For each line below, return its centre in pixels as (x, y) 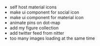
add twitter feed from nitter (37, 33)
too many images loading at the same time (52, 38)
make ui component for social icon (44, 12)
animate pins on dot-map (35, 23)
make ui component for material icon (47, 17)
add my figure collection (34, 28)
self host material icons (33, 7)
